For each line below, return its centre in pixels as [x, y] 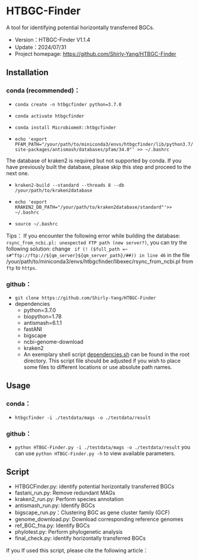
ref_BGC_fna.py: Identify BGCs [52, 525]
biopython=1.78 [43, 316]
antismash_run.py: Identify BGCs [55, 505]
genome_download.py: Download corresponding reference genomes [99, 519]
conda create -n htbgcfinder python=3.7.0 [68, 104]
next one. [18, 173]
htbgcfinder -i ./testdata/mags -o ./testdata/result [83, 418]
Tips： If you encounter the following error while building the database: [93, 236]
